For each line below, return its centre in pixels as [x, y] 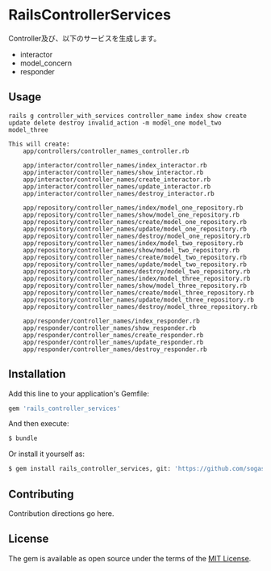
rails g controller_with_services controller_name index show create [128, 116]
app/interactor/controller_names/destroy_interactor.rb [119, 193]
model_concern [46, 63]
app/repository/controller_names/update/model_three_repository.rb [138, 300]
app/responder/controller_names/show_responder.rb [110, 328]
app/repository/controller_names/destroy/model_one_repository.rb [137, 236]
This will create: [39, 144]
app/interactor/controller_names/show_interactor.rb [113, 172]
